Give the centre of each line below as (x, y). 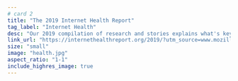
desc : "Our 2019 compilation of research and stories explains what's (114, 33)
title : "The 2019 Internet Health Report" (71, 20)
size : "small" (28, 46)
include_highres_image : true (50, 66)
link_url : (22, 40)
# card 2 (20, 14)
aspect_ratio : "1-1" (38, 60)
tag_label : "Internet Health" (52, 27)
